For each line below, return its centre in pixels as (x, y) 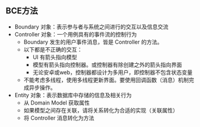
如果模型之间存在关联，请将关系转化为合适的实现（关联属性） (101, 110)
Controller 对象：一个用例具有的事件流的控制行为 (76, 34)
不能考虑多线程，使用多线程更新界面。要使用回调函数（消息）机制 (106, 80)
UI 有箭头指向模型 (55, 57)
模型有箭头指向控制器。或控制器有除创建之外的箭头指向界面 (107, 64)
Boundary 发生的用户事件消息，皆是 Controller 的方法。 (93, 42)
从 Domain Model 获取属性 (57, 103)
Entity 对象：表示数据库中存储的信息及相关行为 (73, 95)
